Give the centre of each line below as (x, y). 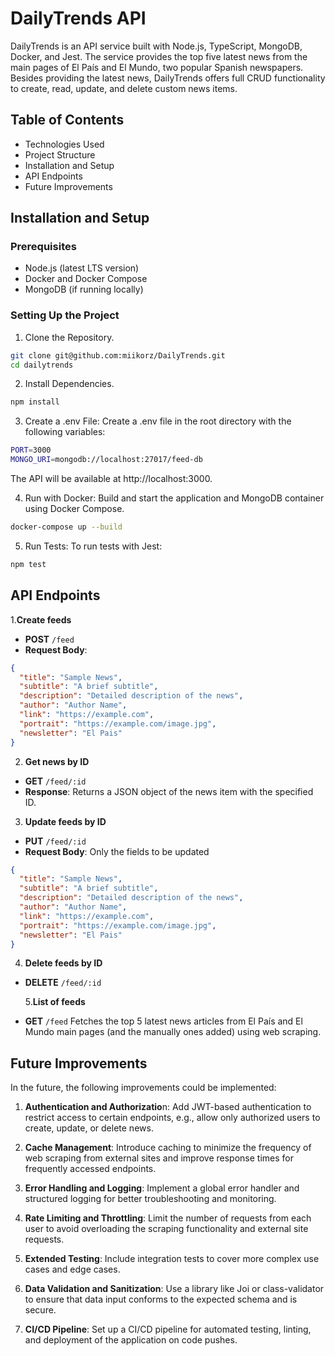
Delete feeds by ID (63, 963)
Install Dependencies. (69, 384)
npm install (35, 402)
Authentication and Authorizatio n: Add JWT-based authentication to (168, 1107)
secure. (40, 1310)
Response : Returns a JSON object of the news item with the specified (169, 791)
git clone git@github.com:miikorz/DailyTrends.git (118, 355)
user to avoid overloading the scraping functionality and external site (166, 1229)
